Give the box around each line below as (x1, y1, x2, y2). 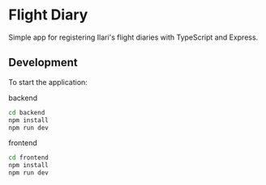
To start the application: (8, 77, 88, 86)
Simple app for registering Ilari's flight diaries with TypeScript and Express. (8, 32, 259, 42)
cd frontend (8, 153, 49, 162)
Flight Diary (8, 6, 88, 24)
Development (8, 56, 79, 69)
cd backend (8, 108, 45, 116)
